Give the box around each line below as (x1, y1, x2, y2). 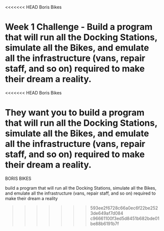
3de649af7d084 (90, 210, 123, 216)
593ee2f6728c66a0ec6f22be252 (90, 205, 158, 211)
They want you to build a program (5, 107, 144, 118)
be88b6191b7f (90, 221, 119, 227)
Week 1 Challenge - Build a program (5, 22, 153, 32)
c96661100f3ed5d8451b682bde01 (90, 215, 160, 221)
